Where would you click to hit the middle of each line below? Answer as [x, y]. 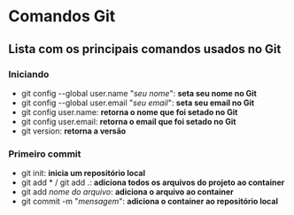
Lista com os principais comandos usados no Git [145, 49]
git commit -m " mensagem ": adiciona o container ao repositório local [149, 202]
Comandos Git [62, 16]
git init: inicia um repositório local [83, 173]
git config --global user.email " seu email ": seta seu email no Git [138, 103]
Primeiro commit [45, 154]
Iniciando [29, 74]
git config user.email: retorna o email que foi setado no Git [128, 121]
